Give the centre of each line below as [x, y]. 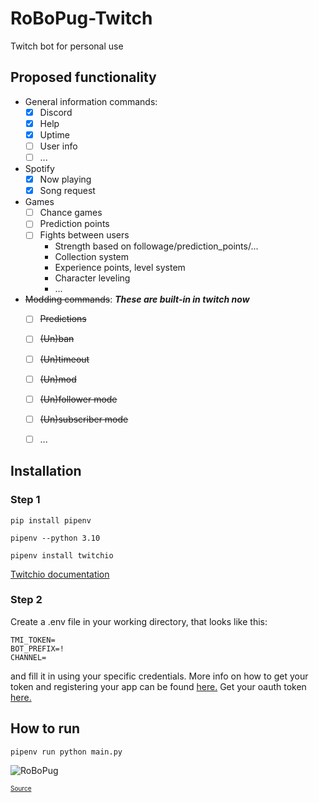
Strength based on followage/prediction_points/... [156, 246]
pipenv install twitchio [62, 555]
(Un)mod [58, 379]
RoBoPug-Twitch [81, 18]
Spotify [39, 169]
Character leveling [92, 278]
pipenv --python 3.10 [55, 538]
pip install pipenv [51, 520]
